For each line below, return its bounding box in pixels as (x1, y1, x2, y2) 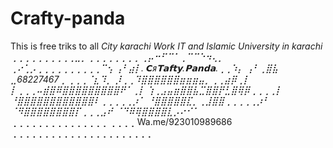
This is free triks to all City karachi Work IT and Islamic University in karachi (10, 40, 323, 52)
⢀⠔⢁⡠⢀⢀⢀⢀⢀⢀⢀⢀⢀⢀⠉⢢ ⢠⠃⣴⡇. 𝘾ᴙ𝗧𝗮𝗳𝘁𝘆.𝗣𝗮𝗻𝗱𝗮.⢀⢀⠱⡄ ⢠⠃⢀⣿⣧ (10, 62, 279, 74)
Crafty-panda (10, 7, 126, 30)
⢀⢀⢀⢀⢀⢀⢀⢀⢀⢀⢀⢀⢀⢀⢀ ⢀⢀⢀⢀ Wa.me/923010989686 (10, 115, 233, 127)
